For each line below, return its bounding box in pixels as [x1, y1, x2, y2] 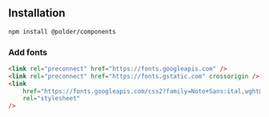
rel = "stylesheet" [22, 95, 81, 103]
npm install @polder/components [8, 27, 116, 35]
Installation [8, 6, 66, 20]
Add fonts [8, 46, 48, 58]
